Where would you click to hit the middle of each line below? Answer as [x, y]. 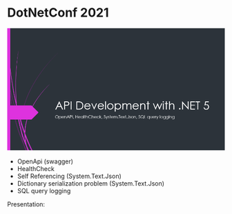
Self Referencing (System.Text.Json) [69, 176]
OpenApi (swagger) [45, 161]
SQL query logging [44, 190]
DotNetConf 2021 [58, 13]
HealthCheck [36, 168]
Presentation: [26, 204]
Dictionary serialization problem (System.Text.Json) [90, 183]
